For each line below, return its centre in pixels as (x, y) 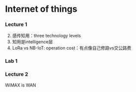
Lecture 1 (16, 25)
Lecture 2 (17, 74)
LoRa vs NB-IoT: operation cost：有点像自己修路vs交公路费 (72, 48)
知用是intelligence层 (32, 42)
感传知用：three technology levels (46, 36)
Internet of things (41, 9)
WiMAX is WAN (21, 85)
